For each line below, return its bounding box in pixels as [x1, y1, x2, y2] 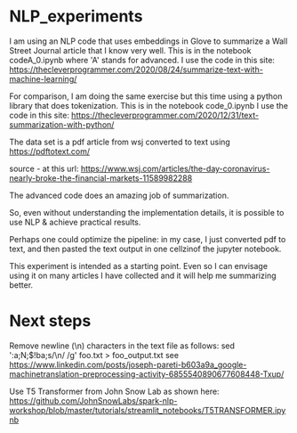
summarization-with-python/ [9, 118, 115, 130]
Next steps [9, 311, 92, 331]
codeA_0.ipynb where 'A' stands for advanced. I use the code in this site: [9, 54, 276, 65]
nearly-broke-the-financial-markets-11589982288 [9, 172, 193, 184]
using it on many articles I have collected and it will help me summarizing [9, 270, 277, 281]
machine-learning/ [9, 73, 77, 84]
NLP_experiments [9, 6, 143, 27]
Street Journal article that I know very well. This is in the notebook [9, 45, 252, 55]
